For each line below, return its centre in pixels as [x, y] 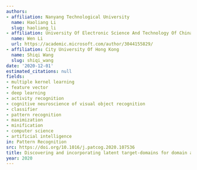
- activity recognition [35, 98]
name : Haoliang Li [34, 22]
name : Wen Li [27, 39]
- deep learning [26, 93]
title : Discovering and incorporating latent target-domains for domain [97, 152]
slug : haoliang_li [34, 28]
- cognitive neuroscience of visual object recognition [76, 104]
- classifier [22, 109]
